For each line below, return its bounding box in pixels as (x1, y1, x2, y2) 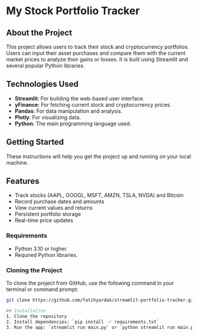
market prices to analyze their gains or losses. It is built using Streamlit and (6, 56, 189, 63)
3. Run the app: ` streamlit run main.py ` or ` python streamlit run (6, 324, 176, 330)
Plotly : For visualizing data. (14, 113, 81, 120)
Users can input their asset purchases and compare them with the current (6, 50, 186, 57)
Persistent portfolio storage (14, 211, 81, 218)
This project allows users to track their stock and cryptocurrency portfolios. (6, 43, 190, 50)
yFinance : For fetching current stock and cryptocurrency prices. (14, 101, 172, 108)
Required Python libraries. (14, 251, 78, 258)
